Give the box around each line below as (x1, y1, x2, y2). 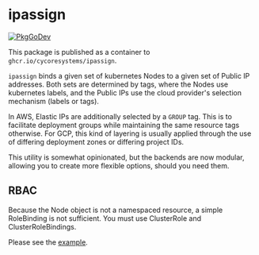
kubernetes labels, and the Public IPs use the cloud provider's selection (8, 87, 242, 97)
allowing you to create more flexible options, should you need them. (8, 160, 230, 170)
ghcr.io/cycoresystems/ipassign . (8, 56, 117, 65)
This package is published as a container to (8, 47, 150, 56)
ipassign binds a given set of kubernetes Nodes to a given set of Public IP (8, 71, 250, 80)
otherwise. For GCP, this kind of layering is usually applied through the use (8, 129, 252, 138)
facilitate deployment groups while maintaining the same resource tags (8, 120, 240, 129)
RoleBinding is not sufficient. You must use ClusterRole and (8, 213, 202, 223)
